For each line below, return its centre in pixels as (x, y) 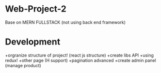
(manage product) (23, 65)
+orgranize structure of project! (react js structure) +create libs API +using (79, 55)
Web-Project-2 (36, 9)
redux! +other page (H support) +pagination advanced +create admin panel (80, 60)
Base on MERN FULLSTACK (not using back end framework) (65, 22)
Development (33, 42)
